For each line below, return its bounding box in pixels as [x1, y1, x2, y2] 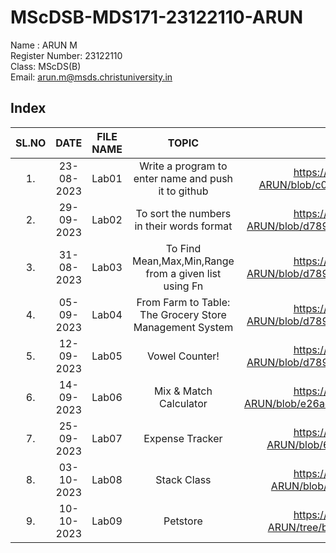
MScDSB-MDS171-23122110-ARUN [10, 6, 304, 29]
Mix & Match [153, 384, 213, 398]
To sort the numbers [135, 206, 232, 220]
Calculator [159, 396, 208, 410]
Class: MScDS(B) [10, 60, 82, 72]
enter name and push [133, 171, 234, 185]
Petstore [163, 514, 203, 528]
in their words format [134, 219, 233, 233]
